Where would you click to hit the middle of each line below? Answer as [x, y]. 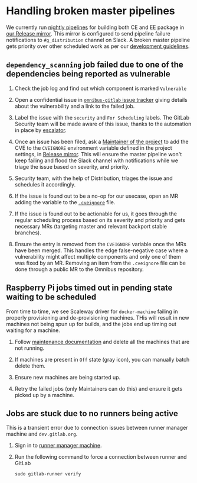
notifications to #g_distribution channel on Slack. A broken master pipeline [98, 40]
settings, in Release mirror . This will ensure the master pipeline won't [98, 154]
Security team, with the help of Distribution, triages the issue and [93, 178]
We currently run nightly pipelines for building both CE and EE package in [95, 27]
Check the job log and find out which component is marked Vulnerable [101, 88]
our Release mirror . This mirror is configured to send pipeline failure [88, 33]
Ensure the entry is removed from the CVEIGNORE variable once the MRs [101, 244]
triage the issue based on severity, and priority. [72, 166]
